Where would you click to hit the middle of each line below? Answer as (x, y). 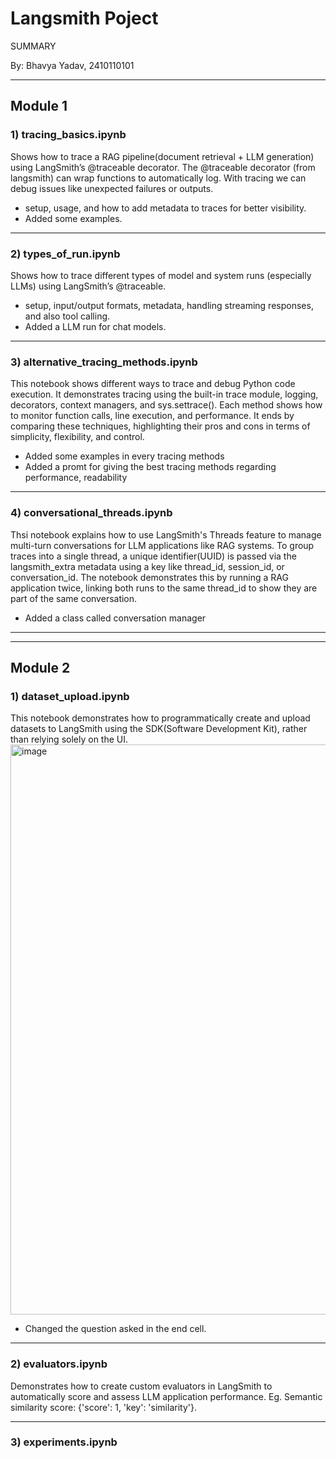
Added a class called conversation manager (115, 618)
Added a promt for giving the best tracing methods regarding (150, 467)
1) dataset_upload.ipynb (70, 696)
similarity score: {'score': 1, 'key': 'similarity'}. (103, 1407)
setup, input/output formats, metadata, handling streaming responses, (169, 305)
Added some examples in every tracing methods (124, 456)
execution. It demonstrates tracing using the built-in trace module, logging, (164, 394)
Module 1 (39, 106)
